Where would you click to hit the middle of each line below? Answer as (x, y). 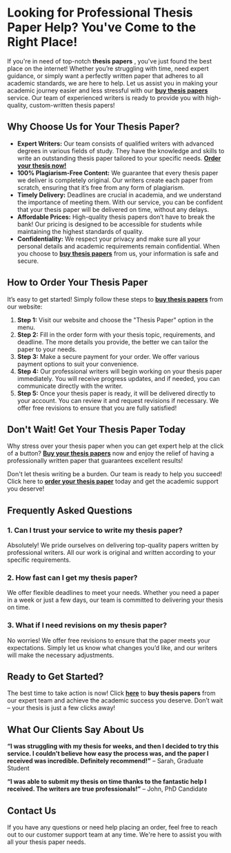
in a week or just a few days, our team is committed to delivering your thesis (115, 600)
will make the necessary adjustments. (61, 655)
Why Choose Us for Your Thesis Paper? (94, 127)
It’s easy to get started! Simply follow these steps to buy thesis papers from (115, 299)
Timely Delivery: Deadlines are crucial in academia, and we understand (119, 195)
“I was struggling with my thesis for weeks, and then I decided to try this (113, 746)
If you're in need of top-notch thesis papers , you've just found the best (110, 61)
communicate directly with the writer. (70, 386)
